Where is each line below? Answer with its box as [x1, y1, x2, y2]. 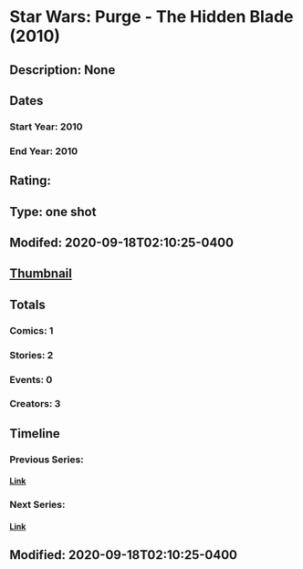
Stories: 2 [9, 348, 54, 361]
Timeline [9, 426, 61, 441]
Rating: [9, 173, 52, 189]
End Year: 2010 [9, 144, 78, 157]
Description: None [9, 62, 116, 78]
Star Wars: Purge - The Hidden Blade [9, 6, 294, 27]
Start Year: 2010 [9, 120, 84, 133]
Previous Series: [9, 453, 84, 466]
